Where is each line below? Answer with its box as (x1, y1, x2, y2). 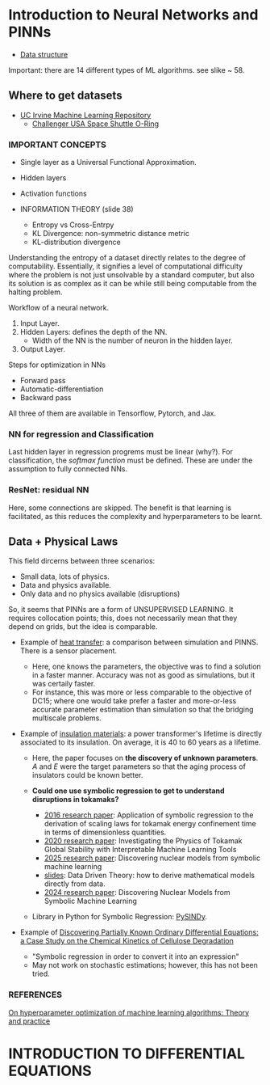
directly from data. (44, 879, 106, 889)
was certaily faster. (31, 679, 96, 689)
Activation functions (19, 188, 87, 199)
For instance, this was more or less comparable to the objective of (31, 687, 252, 697)
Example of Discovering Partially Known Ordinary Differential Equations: (19, 927, 260, 937)
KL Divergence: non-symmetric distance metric (31, 229, 189, 239)
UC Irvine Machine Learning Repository (19, 110, 152, 120)
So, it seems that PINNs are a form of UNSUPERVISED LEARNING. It (8, 605, 234, 614)
